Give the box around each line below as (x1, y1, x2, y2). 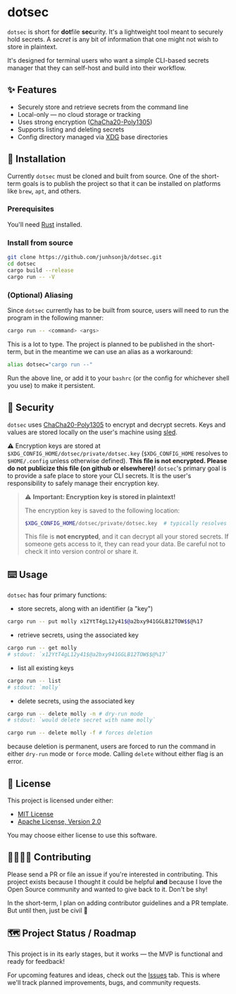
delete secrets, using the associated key (17, 696, 135, 705)
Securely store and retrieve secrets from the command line (17, 103, 189, 111)
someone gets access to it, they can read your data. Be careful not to (24, 540, 225, 548)
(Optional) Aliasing (7, 290, 73, 300)
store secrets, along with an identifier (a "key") (17, 605, 154, 613)
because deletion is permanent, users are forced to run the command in (7, 742, 216, 750)
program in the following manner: (7, 313, 104, 322)
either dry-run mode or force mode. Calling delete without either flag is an (7, 750, 224, 758)
